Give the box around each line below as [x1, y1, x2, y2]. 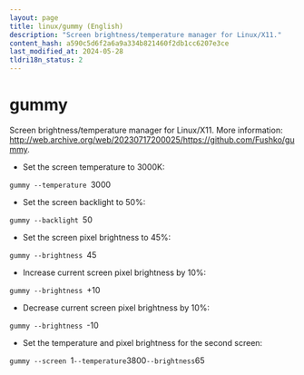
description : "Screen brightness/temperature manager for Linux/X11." [9, 30, 282, 39]
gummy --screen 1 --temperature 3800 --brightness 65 [9, 355, 206, 366]
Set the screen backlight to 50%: [22, 196, 146, 207]
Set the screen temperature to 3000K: [22, 161, 165, 173]
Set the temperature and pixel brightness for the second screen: [22, 337, 263, 348]
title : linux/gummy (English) [9, 22, 124, 31]
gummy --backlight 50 [9, 214, 93, 225]
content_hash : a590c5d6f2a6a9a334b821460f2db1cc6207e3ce [9, 38, 230, 48]
